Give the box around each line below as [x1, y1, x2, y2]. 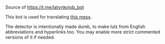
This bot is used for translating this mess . [5, 14, 92, 19]
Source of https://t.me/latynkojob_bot [5, 4, 84, 10]
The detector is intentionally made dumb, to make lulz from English [5, 23, 146, 29]
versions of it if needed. [5, 34, 55, 40]
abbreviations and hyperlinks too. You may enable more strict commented [5, 29, 160, 34]
